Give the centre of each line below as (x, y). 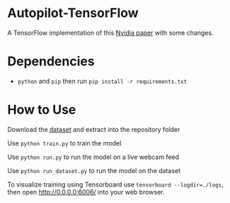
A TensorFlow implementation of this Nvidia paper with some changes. (110, 33)
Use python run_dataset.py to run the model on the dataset (94, 170)
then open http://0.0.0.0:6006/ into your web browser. (86, 192)
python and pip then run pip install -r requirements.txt (102, 81)
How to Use (42, 110)
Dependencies (51, 61)
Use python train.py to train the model (64, 143)
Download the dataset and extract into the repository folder (94, 129)
